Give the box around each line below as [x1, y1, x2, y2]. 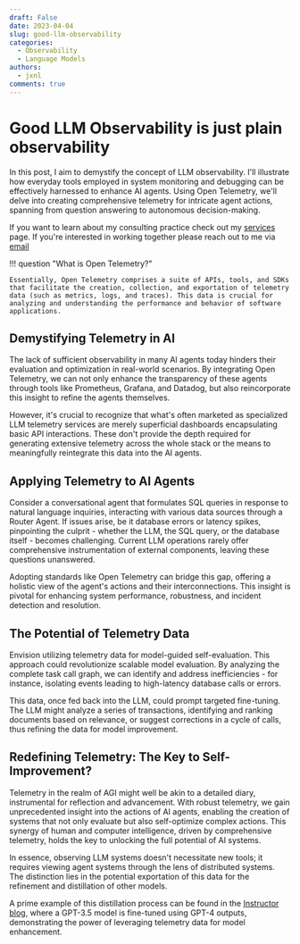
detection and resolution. [9, 600, 101, 611]
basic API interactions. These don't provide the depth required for [9, 429, 252, 439]
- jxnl [17, 71, 42, 80]
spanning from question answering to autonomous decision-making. [9, 205, 261, 215]
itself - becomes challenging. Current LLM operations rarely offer [9, 535, 249, 546]
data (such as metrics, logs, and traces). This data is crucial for [9, 291, 274, 300]
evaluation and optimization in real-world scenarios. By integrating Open [9, 363, 276, 375]
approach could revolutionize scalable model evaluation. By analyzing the [9, 659, 279, 670]
